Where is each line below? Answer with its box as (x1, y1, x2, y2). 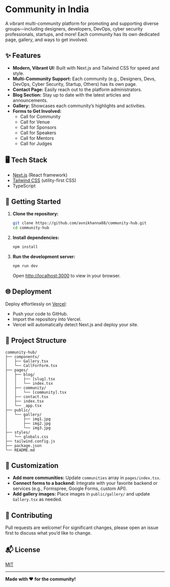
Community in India (5, 4, 90, 15)
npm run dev (12, 263, 38, 268)
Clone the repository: (12, 211, 59, 217)
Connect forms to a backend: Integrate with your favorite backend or (12, 480, 158, 486)
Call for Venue (20, 118, 50, 125)
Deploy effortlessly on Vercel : (5, 301, 67, 307)
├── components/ (5, 354, 39, 359)
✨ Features (5, 51, 41, 60)
